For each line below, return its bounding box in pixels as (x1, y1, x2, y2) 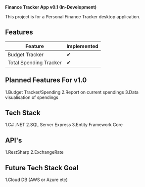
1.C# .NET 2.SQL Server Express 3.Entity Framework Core (5, 122, 123, 128)
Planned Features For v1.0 (5, 76, 87, 85)
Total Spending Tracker (7, 59, 62, 66)
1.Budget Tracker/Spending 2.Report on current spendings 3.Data (5, 89, 139, 95)
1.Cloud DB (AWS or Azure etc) (5, 177, 68, 183)
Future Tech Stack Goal (5, 163, 79, 172)
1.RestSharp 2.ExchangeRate (5, 149, 64, 155)
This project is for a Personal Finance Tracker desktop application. (5, 14, 141, 19)
